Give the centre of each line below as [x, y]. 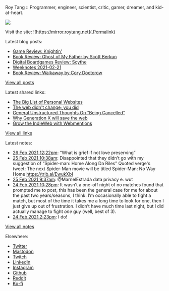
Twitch [19, 257]
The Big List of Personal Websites [48, 102]
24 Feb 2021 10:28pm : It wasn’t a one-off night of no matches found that [88, 185]
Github [19, 273]
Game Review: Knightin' [37, 51]
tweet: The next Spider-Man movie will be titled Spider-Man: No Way [84, 169]
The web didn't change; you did [46, 107]
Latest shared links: [25, 92]
